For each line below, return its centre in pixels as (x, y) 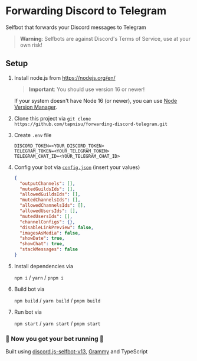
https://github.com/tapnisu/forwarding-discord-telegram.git (91, 124)
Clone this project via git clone (52, 118)
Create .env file (33, 135)
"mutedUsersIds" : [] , (46, 216)
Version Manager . (35, 107)
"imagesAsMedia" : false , (50, 233)
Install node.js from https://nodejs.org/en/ (65, 77)
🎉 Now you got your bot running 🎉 (55, 339)
